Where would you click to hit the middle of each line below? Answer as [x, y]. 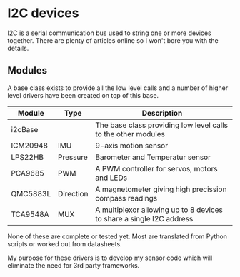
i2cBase [25, 129]
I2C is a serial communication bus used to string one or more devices [110, 33]
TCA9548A [30, 214]
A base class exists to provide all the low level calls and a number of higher [118, 88]
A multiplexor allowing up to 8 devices [159, 210]
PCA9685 [28, 173]
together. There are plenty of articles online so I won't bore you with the [113, 40]
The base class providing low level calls [162, 125]
